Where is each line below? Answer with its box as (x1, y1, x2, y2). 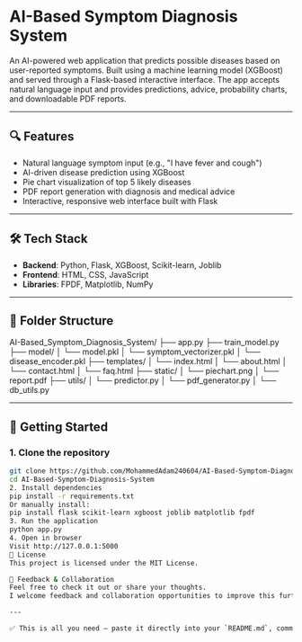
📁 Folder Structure (9, 313, 114, 328)
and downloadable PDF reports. (9, 93, 128, 104)
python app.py (9, 525, 63, 534)
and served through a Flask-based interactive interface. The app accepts (9, 74, 280, 85)
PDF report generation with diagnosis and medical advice (22, 186, 235, 197)
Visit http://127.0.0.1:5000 (9, 541, 119, 550)
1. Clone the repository (9, 446, 111, 459)
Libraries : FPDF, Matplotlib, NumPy (22, 279, 154, 290)
